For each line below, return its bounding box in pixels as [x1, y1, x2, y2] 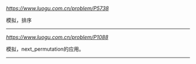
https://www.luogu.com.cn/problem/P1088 [6, 34, 109, 40]
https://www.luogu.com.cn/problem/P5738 [6, 5, 109, 12]
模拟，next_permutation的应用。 [6, 46, 85, 52]
